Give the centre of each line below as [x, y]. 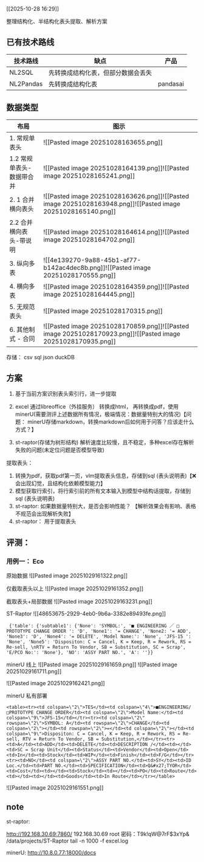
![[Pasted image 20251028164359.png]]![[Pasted [116, 286]
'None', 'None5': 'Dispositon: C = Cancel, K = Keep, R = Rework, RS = [99, 642]
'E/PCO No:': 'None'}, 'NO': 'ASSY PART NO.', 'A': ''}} [80, 653]
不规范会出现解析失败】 [44, 514]
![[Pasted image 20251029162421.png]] [56, 683]
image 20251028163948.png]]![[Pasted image [112, 204]
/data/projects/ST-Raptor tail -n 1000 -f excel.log [67, 841]
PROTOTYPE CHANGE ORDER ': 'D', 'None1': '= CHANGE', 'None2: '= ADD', [99, 632]
